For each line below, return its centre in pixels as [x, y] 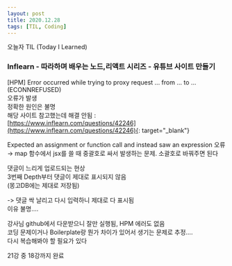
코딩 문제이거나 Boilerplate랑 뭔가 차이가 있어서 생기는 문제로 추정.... [100, 232]
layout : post [26, 14]
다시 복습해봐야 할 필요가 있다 [47, 240]
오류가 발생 [22, 98]
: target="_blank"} [164, 130]
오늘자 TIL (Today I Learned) [48, 47]
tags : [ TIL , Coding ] [37, 26]
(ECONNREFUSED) [34, 89]
